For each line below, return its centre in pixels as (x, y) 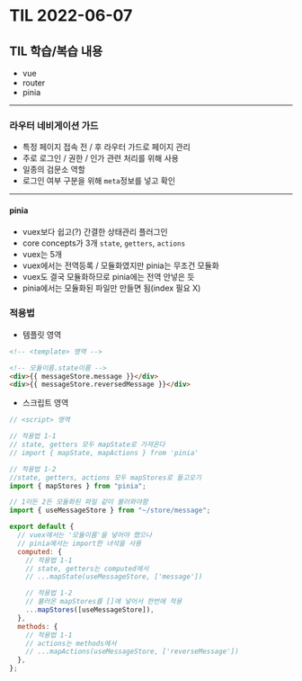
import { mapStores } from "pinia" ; (78, 486)
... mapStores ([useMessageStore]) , (90, 610)
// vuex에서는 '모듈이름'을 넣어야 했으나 (85, 535)
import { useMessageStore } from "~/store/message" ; (110, 511)
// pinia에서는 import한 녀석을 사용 (80, 543)
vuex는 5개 (42, 254)
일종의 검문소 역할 (53, 170)
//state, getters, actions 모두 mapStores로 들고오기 (106, 478)
